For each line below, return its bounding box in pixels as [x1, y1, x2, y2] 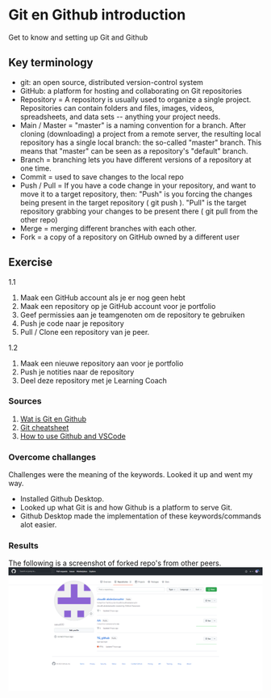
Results [8, 540, 39, 552]
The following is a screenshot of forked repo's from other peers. [8, 558, 222, 568]
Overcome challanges [8, 451, 97, 463]
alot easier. [19, 520, 57, 530]
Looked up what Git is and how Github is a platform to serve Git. [19, 503, 232, 513]
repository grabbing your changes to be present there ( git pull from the [19, 206, 258, 216]
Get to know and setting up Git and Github [8, 32, 148, 42]
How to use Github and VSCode [19, 431, 127, 441]
